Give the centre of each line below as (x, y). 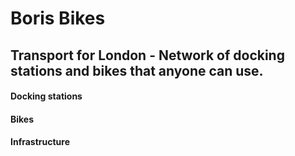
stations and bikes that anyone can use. (137, 70)
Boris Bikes (58, 18)
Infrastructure (40, 142)
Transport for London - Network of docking (147, 55)
